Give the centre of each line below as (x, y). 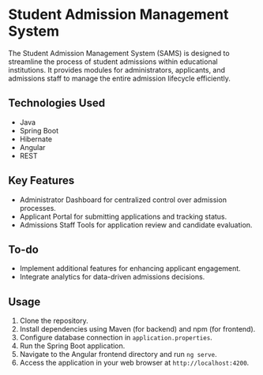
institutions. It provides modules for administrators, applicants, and (117, 69)
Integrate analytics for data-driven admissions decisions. (112, 277)
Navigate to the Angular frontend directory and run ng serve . (118, 354)
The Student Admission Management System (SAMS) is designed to (119, 53)
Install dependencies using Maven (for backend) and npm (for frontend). (137, 329)
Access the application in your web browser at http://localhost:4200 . (134, 363)
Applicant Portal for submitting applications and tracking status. (123, 216)
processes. (38, 208)
